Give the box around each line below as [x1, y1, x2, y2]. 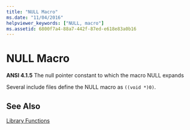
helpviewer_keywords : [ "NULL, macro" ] [6, 20, 104, 26]
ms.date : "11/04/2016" [6, 15, 64, 21]
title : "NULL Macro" [6, 8, 59, 15]
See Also [6, 101, 41, 111]
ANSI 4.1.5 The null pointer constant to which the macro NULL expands [6, 72, 185, 79]
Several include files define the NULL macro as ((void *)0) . [6, 83, 156, 91]
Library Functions [6, 117, 50, 124]
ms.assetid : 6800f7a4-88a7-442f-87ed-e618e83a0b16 [6, 25, 137, 32]
